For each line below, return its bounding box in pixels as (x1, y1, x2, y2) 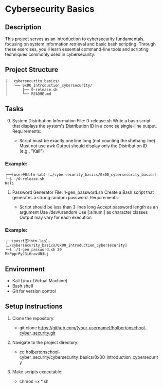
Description (5, 23, 41, 31)
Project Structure (5, 66, 58, 74)
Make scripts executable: (12, 368, 63, 375)
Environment (5, 265, 45, 273)
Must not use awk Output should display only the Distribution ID (19, 143, 147, 149)
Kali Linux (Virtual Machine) (12, 278, 68, 284)
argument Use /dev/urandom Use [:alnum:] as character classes (19, 209, 148, 215)
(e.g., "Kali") (19, 148, 44, 154)
